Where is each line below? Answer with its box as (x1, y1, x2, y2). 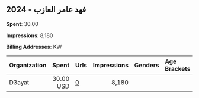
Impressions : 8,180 (6, 32, 53, 39)
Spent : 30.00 (6, 20, 38, 27)
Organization (9, 61, 47, 69)
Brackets (165, 64, 191, 73)
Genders (134, 61, 159, 69)
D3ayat (9, 78, 30, 86)
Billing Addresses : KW (6, 43, 62, 50)
